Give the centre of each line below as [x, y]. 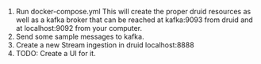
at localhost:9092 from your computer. [79, 28]
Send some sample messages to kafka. [80, 36]
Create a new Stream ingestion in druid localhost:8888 [105, 45]
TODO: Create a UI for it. [56, 53]
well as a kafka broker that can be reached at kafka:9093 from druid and [134, 20]
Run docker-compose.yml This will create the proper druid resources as [133, 11]
